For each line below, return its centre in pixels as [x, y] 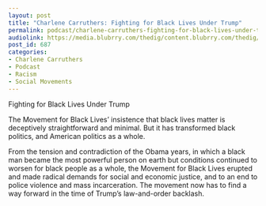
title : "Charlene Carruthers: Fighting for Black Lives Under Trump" [125, 23]
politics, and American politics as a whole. [77, 136]
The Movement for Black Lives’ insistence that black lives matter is [117, 119]
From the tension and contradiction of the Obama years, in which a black [127, 152]
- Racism [23, 74]
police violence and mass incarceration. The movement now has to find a [127, 185]
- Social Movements [40, 81]
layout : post [30, 15]
